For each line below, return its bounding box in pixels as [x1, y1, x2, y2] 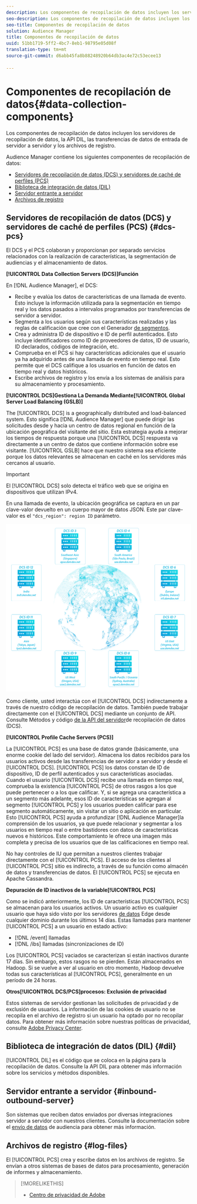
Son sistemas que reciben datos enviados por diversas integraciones [6, 1111, 173, 1118]
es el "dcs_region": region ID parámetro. [19, 512, 121, 520]
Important [6, 471, 30, 478]
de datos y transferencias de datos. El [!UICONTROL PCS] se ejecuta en [6, 869, 180, 876]
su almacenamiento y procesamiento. [14, 380, 106, 387]
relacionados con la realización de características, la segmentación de [6, 253, 176, 260]
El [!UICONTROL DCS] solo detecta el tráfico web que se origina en [6, 482, 169, 490]
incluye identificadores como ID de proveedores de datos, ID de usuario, [14, 337, 190, 344]
